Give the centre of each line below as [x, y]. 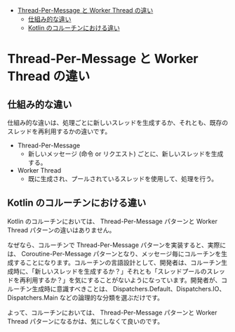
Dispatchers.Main [33, 298]
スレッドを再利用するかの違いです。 [59, 131]
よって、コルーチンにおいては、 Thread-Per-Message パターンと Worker [112, 312]
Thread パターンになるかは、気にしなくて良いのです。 [85, 321]
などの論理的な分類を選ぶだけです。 [111, 298]
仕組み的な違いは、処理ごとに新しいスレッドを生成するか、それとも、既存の [118, 122]
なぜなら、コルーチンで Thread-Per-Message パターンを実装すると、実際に [117, 245]
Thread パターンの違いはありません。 [61, 230]
